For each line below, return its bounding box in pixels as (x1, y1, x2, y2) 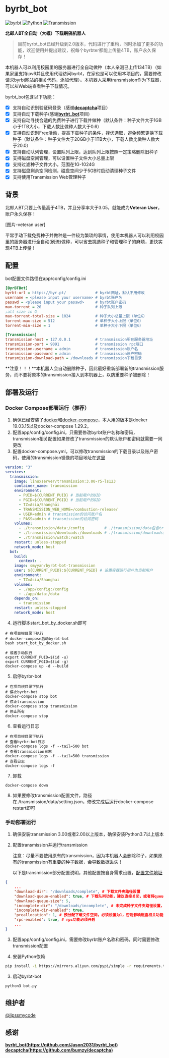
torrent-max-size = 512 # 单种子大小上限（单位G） (5, 318, 143, 323)
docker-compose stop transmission (5, 703, 78, 709)
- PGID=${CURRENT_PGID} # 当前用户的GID (18, 497, 101, 503)
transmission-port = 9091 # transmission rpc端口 (5, 342, 144, 347)
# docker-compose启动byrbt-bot (5, 636, 69, 641)
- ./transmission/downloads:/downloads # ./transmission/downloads (18, 530, 163, 535)
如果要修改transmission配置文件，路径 (12, 792, 92, 798)
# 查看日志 (5, 759, 25, 764)
